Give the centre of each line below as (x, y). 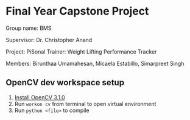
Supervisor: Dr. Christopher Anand (49, 40)
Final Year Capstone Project (77, 11)
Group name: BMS (29, 28)
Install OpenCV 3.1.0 (40, 97)
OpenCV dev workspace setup (65, 83)
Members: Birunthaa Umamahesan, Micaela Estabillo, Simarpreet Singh (95, 63)
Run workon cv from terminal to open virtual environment (85, 104)
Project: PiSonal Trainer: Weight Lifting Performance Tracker (81, 51)
